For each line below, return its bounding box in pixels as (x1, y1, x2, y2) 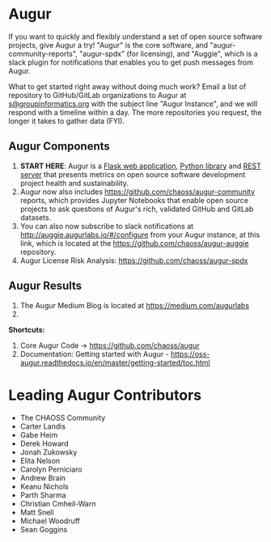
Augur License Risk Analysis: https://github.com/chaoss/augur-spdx (19, 256, 248, 265)
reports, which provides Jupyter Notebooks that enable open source (19, 195, 249, 205)
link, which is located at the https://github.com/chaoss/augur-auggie (19, 238, 249, 248)
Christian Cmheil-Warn (19, 498, 96, 508)
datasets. (19, 212, 52, 222)
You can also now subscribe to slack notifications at (19, 221, 194, 231)
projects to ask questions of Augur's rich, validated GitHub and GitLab (19, 204, 254, 214)
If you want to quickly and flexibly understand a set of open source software (8, 32, 263, 41)
